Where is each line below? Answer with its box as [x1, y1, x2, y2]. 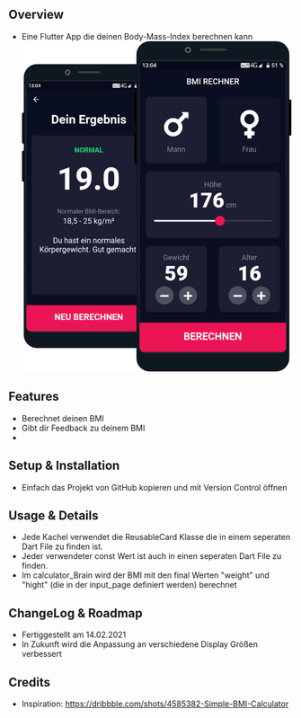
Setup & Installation [8, 458, 120, 474]
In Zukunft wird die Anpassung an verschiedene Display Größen [21, 639, 258, 650]
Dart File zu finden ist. [21, 541, 104, 552]
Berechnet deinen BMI [21, 412, 104, 423]
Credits [8, 674, 51, 690]
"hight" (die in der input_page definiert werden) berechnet [21, 580, 237, 590]
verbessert [21, 649, 62, 660]
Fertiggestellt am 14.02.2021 [21, 629, 127, 641]
